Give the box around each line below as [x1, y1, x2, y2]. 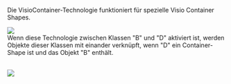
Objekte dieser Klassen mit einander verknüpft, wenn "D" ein [7, 41, 181, 49]
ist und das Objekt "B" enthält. [26, 49, 114, 56]
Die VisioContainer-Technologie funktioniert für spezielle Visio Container [7, 6, 215, 14]
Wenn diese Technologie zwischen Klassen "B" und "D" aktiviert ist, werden [7, 34, 225, 42]
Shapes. [7, 13, 31, 22]
